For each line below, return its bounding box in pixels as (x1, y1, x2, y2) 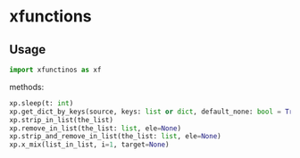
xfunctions (9, 6, 92, 27)
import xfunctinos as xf (9, 65, 102, 74)
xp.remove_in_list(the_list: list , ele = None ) (9, 123, 181, 133)
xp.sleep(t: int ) (9, 98, 74, 108)
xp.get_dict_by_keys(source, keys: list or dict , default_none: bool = (9, 107, 281, 116)
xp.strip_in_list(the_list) (9, 115, 114, 124)
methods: (9, 81, 45, 92)
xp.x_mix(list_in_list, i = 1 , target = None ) (9, 140, 170, 149)
